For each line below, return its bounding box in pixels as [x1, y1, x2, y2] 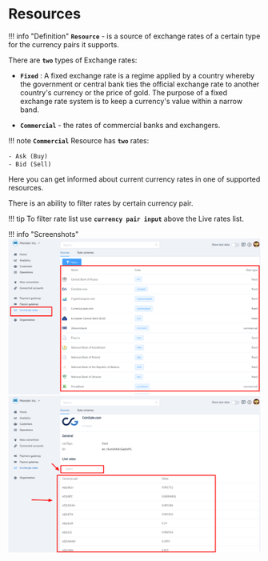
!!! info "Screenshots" [8, 229, 79, 238]
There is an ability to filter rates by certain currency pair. [8, 198, 194, 208]
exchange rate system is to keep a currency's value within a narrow [19, 96, 242, 106]
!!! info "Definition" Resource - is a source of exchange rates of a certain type [8, 31, 261, 41]
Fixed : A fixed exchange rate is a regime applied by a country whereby [19, 70, 255, 80]
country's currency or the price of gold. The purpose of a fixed [19, 87, 228, 97]
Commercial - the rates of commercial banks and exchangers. [19, 120, 221, 130]
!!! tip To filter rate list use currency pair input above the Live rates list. [8, 214, 244, 223]
